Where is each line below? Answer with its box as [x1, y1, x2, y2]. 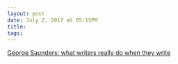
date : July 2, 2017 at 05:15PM [7, 17, 98, 24]
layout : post [7, 10, 45, 17]
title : [7, 23, 26, 30]
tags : [7, 29, 23, 37]
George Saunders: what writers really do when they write [7, 49, 171, 57]
